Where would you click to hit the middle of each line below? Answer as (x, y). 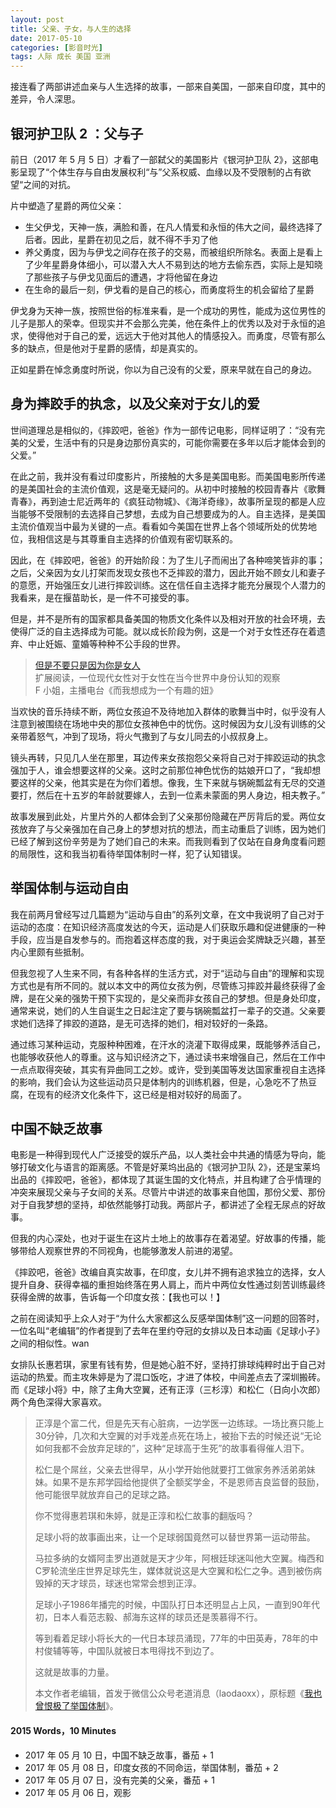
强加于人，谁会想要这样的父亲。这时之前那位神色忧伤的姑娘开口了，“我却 (161, 770)
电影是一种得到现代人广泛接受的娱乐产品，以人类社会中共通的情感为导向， (163, 1155)
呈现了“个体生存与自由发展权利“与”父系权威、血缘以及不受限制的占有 (160, 172)
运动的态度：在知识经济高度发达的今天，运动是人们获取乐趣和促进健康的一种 (168, 927)
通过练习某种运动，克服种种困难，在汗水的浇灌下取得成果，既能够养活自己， (168, 1044)
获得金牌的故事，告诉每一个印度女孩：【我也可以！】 (117, 1297)
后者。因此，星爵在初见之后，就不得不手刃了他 (121, 239)
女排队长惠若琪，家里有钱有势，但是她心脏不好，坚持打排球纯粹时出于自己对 (168, 1365)
